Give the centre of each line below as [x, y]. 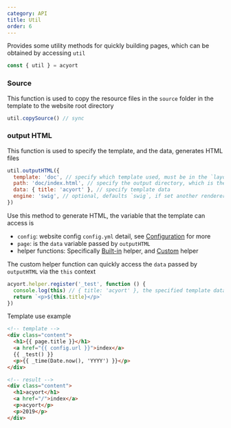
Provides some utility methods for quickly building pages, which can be [108, 46]
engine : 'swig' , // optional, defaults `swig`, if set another [106, 196]
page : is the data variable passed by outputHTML [84, 243]
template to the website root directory [60, 105]
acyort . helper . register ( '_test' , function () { [77, 284]
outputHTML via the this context [52, 271]
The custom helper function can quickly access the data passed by [102, 264]
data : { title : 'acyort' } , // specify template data [92, 190]
